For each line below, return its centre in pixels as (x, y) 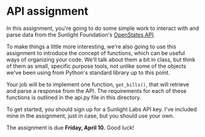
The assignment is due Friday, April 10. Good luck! (70, 127)
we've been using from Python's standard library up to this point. (88, 72)
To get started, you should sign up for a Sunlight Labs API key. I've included (102, 109)
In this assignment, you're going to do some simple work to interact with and (103, 28)
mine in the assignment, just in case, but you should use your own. (90, 116)
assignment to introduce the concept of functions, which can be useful (96, 53)
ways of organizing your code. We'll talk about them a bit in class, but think (101, 59)
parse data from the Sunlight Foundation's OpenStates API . (81, 34)
